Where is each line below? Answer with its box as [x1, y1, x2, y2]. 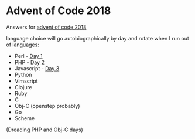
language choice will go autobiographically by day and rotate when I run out [6, 35, 189, 42]
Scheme [14, 114, 35, 121]
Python [14, 71, 32, 78]
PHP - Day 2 [14, 59, 45, 66]
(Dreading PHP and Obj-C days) [6, 126, 83, 133]
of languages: [6, 41, 39, 48]
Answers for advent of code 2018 [6, 23, 87, 30]
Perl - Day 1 [14, 52, 43, 59]
